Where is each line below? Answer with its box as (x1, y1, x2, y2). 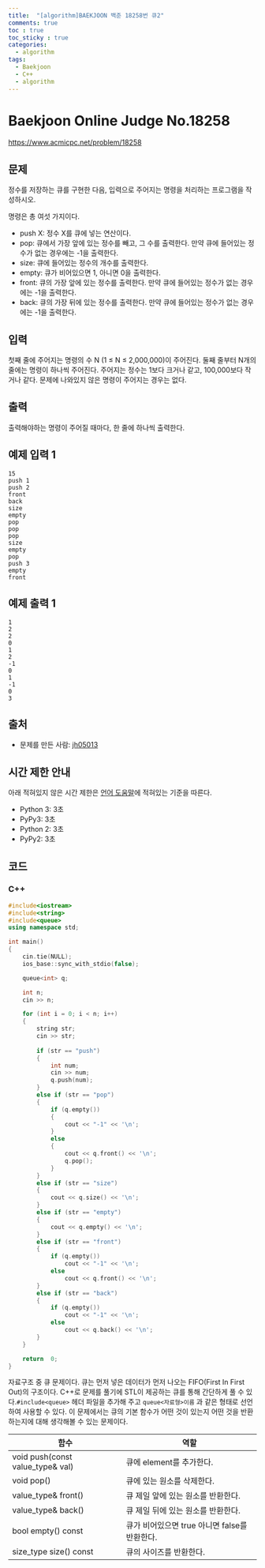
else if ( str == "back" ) (36, 1289, 118, 1297)
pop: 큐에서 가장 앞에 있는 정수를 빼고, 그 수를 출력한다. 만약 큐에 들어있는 (19, 239, 247, 248)
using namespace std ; (8, 923, 80, 932)
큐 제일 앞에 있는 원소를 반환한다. (125, 1491, 241, 1502)
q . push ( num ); (50, 1076, 93, 1085)
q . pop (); (64, 1156, 93, 1165)
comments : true (8, 19, 58, 27)
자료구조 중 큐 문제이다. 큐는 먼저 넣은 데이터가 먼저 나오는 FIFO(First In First (8, 1378, 245, 1387)
